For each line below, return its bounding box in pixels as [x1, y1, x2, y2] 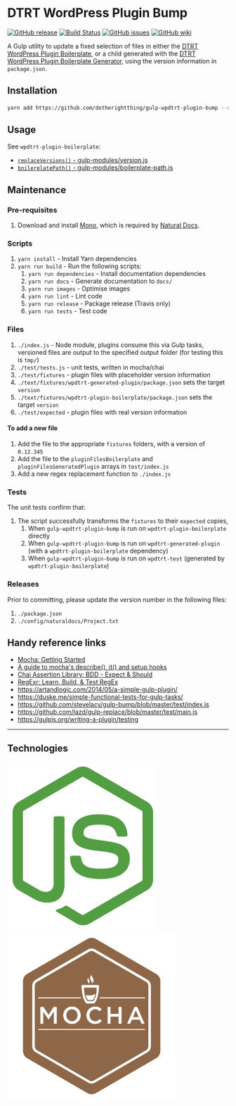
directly [27, 532, 51, 540]
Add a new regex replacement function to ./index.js [17, 470, 171, 478]
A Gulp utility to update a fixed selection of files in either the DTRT [7, 42, 199, 50]
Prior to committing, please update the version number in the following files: [7, 595, 227, 603]
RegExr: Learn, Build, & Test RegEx [17, 678, 118, 686]
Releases [7, 579, 40, 589]
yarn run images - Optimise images [27, 284, 131, 293]
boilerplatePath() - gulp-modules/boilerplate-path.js [17, 163, 173, 172]
